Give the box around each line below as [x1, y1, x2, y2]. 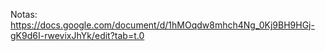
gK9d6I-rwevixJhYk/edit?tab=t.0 [10, 30, 145, 41]
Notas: [10, 9, 38, 20]
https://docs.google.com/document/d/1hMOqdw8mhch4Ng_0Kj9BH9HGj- [10, 19, 315, 31]
